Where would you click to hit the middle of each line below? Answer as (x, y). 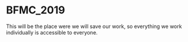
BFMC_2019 (36, 10)
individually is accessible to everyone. (52, 32)
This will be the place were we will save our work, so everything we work (94, 26)
